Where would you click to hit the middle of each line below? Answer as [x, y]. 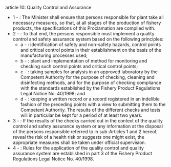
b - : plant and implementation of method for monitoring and [84, 61]
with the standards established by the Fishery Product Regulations [90, 88]
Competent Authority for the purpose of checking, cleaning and [87, 77]
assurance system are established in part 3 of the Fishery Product [82, 153]
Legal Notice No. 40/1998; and [53, 93]
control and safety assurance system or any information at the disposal [88, 126]
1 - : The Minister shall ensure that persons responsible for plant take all [88, 17]
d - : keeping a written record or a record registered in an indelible [90, 99]
